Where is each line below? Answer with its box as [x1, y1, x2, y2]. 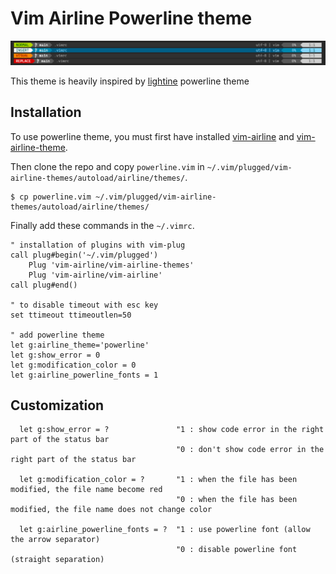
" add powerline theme [10, 330, 105, 340]
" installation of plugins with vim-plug [10, 240, 186, 250]
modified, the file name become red [10, 485, 163, 495]
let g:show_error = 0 [10, 350, 101, 360]
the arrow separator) [10, 535, 101, 545]
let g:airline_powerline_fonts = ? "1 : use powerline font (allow [19, 525, 311, 535]
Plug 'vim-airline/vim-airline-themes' [28, 260, 195, 270]
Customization [10, 397, 105, 414]
